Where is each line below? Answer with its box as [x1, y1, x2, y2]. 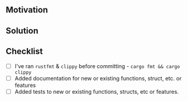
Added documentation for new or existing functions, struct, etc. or [14, 74, 182, 82]
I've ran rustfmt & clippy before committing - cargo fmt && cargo [14, 62, 180, 69]
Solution [6, 26, 39, 36]
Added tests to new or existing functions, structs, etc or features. [14, 88, 179, 95]
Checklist [6, 46, 43, 57]
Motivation [6, 5, 48, 15]
